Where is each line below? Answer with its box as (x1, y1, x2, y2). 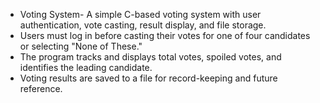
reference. (19, 83, 63, 94)
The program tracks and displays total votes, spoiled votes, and (19, 51, 282, 63)
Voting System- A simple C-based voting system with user (19, 9, 262, 20)
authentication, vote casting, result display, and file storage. (19, 19, 267, 31)
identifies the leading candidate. (19, 62, 153, 73)
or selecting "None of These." (19, 40, 143, 52)
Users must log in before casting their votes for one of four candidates (19, 30, 311, 41)
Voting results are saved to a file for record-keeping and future (19, 72, 278, 84)
